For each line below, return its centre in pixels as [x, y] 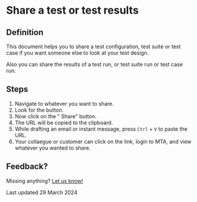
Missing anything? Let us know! [45, 181]
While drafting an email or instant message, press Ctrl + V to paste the [101, 129]
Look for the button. [39, 110]
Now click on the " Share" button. [55, 116]
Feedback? [27, 167]
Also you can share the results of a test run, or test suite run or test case [94, 64]
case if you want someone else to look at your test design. [77, 53]
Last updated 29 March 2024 [42, 192]
